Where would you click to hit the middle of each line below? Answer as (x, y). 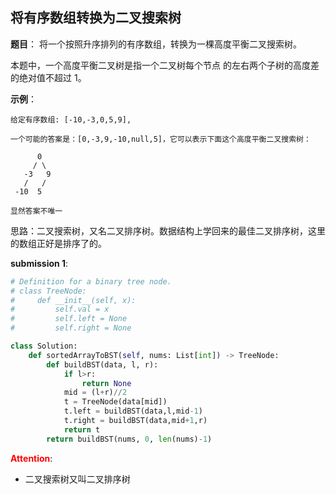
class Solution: (44, 346)
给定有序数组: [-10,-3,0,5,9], (71, 119)
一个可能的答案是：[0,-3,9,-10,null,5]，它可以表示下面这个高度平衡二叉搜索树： (161, 139)
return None (106, 383)
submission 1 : (39, 263)
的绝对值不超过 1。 (48, 77)
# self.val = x (60, 309)
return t (82, 429)
